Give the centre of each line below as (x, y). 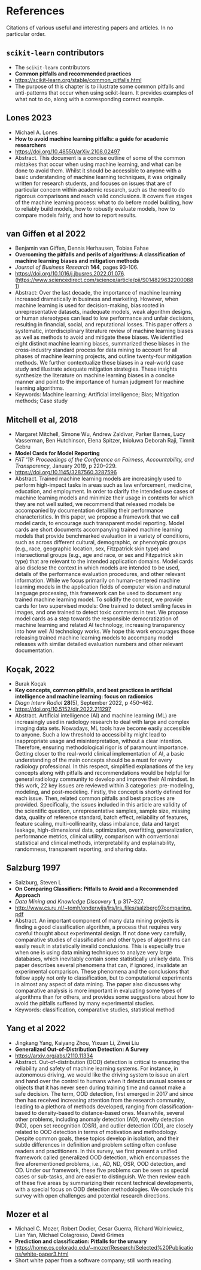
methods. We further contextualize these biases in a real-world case (99, 363)
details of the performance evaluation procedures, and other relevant (100, 574)
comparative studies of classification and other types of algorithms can (103, 939)
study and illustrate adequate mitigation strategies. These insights (96, 369)
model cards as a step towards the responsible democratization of (96, 619)
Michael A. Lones (36, 132)
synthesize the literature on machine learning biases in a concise (95, 375)
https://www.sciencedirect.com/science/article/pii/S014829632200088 (105, 280)
